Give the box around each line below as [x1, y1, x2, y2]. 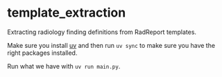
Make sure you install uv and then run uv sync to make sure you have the [7, 41, 216, 49]
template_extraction [7, 5, 126, 21]
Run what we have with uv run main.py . [7, 62, 121, 70]
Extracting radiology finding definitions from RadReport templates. [7, 28, 196, 36]
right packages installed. [7, 49, 78, 57]
